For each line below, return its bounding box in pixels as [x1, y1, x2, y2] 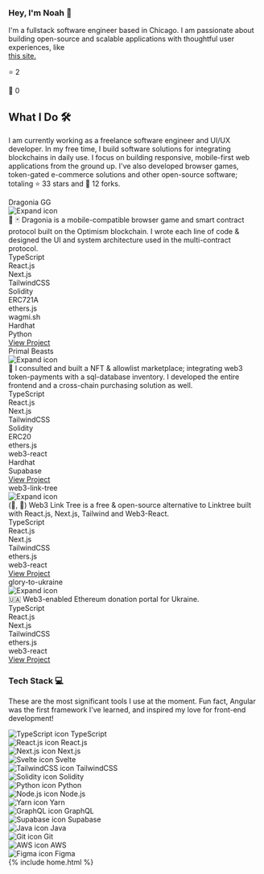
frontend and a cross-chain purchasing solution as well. [8, 381, 193, 390]
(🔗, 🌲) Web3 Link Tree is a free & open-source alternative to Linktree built [8, 501, 252, 510]
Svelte [55, 755, 76, 765]
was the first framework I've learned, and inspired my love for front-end [8, 705, 246, 715]
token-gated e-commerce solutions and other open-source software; [8, 170, 238, 179]
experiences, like [8, 43, 65, 52]
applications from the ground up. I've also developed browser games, [8, 161, 239, 171]
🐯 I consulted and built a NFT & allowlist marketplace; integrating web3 [8, 364, 243, 373]
